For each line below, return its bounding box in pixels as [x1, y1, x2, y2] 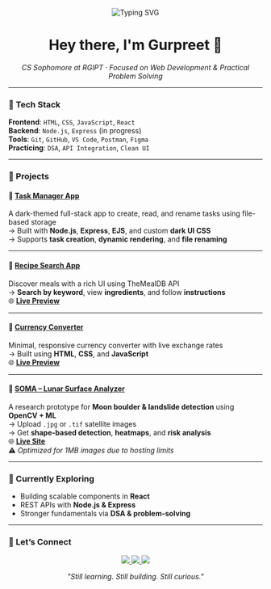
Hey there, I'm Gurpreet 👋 [48, 36, 223, 54]
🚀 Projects [8, 170, 50, 182]
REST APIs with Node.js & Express [19, 500, 136, 510]
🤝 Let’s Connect [8, 536, 72, 548]
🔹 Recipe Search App [8, 260, 81, 270]
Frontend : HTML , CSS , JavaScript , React [8, 117, 135, 127]
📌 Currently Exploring [8, 473, 95, 484]
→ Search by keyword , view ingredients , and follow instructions [8, 287, 226, 297]
